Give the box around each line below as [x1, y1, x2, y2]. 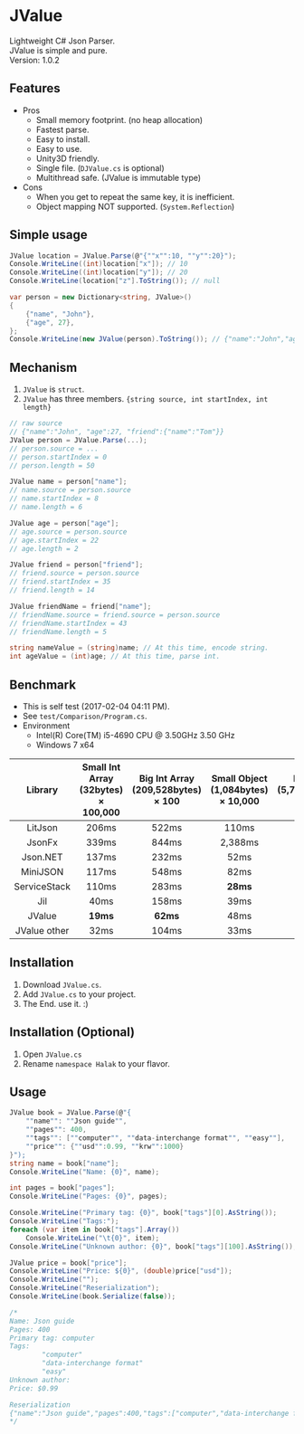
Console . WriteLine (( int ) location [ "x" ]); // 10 [9, 260, 188, 269]
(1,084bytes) [210, 783, 269, 796]
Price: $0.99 [9, 1383, 59, 1393]
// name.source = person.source [9, 486, 131, 495]
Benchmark [9, 677, 77, 692]
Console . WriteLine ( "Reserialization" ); [9, 1284, 160, 1293]
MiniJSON [21, 865, 64, 878]
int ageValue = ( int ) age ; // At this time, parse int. [9, 652, 221, 661]
